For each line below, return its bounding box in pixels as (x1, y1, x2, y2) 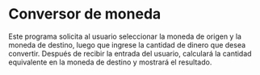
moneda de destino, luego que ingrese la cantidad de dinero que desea (8, 40, 246, 49)
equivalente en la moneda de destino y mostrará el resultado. (8, 57, 212, 67)
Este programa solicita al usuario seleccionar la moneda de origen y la (8, 31, 242, 41)
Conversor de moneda (8, 5, 161, 23)
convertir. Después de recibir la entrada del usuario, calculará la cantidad (8, 48, 252, 58)
